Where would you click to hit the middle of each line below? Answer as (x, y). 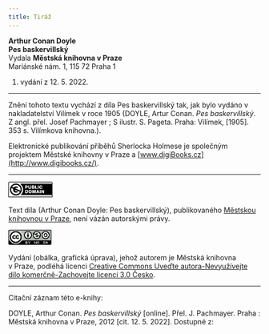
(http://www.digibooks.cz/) (53, 163)
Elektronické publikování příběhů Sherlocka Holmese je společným (118, 146)
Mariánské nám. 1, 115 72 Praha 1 (62, 66)
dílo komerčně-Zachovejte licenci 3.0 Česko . (82, 274)
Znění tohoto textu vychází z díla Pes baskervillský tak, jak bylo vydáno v (128, 105)
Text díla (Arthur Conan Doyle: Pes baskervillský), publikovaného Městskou (132, 210)
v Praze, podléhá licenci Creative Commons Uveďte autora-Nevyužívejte (128, 266)
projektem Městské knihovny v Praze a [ (74, 154)
